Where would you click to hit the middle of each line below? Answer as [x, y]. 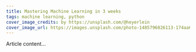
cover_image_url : [27, 27]
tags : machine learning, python [45, 17]
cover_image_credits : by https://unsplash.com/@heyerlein [78, 22]
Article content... [26, 44]
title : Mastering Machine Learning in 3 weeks [64, 11]
